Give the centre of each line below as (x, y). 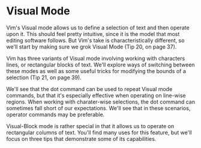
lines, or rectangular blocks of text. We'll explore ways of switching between (100, 65)
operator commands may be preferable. (55, 114)
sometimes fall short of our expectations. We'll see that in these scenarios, (98, 108)
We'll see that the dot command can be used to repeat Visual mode (89, 89)
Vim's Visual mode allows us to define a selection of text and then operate (98, 28)
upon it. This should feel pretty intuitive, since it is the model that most (93, 34)
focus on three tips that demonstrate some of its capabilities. (81, 138)
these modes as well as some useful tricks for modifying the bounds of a (96, 71)
